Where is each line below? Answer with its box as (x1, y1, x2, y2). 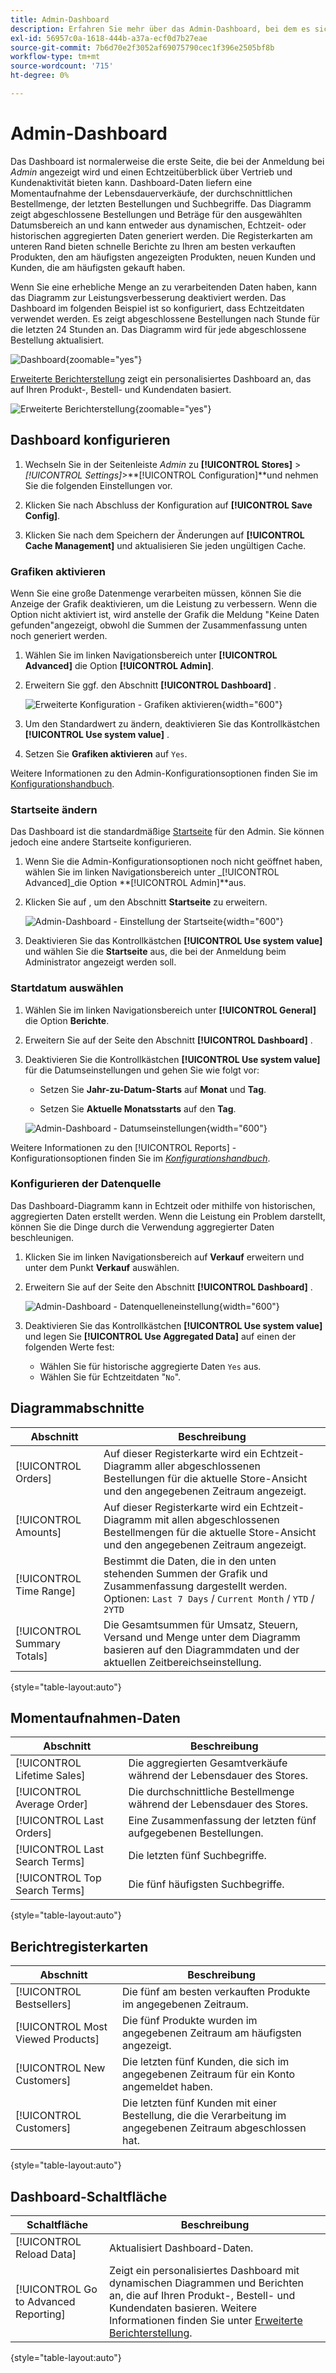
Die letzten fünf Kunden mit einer (122, 2096, 277, 2110)
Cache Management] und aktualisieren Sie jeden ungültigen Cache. (24, 539, 307, 551)
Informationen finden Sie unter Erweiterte (109, 2314, 303, 2328)
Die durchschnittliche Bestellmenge (128, 1785, 295, 1799)
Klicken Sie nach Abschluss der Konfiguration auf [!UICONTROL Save (24, 499, 313, 511)
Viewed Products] (15, 2032, 100, 2046)
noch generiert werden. (10, 629, 108, 641)
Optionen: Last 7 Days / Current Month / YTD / (103, 1591, 315, 1605)
